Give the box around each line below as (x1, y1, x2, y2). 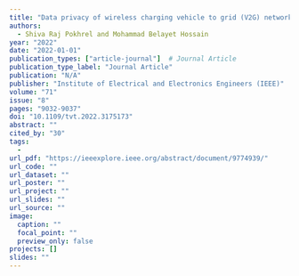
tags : (9, 137, 29, 146)
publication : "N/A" (9, 71, 82, 80)
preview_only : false (17, 237, 93, 246)
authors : (9, 21, 42, 30)
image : (9, 211, 34, 221)
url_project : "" (9, 187, 69, 196)
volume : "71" (9, 87, 58, 96)
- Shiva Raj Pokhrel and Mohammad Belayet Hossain (17, 29, 209, 38)
